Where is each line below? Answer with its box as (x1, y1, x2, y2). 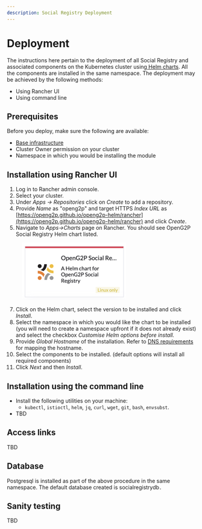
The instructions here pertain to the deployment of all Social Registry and (7, 56, 189, 63)
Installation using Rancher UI (7, 169, 118, 180)
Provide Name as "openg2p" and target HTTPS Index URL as (15, 205, 168, 212)
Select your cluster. (15, 192, 64, 200)
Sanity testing (7, 501, 61, 511)
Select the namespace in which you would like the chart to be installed (15, 319, 191, 326)
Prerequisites (7, 111, 58, 122)
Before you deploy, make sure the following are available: (7, 128, 150, 135)
